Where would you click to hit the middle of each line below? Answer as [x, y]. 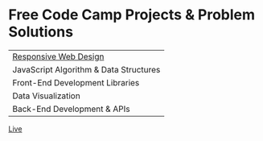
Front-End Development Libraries [76, 82]
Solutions [41, 32]
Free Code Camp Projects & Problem [132, 15]
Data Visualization [46, 96]
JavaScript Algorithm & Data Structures [86, 69]
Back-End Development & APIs [71, 109]
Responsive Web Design [58, 56]
